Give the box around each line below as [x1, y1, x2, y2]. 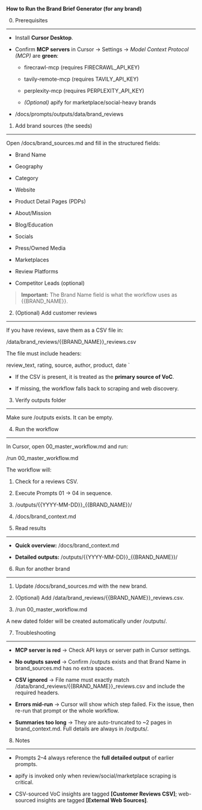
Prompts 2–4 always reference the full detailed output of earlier [14, 754, 174, 761]
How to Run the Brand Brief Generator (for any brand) [6, 5, 142, 12]
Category [14, 175, 38, 181]
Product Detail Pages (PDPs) [14, 198, 86, 205]
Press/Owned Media [14, 245, 66, 252]
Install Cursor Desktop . [14, 34, 73, 41]
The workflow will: [6, 466, 52, 473]
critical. [14, 779, 34, 785]
